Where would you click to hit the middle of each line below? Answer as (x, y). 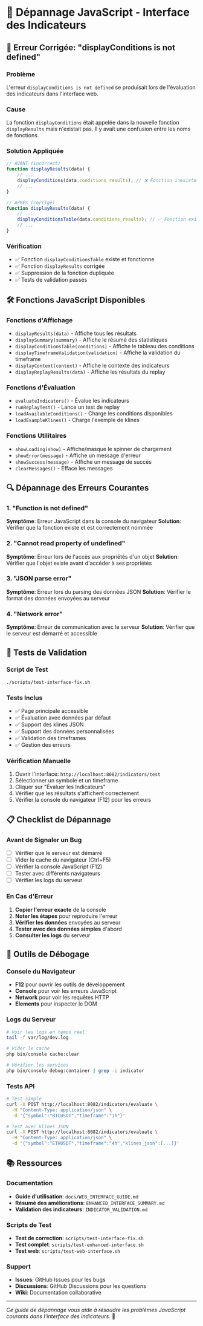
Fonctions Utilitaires (37, 436)
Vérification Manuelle (39, 761)
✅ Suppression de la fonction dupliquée (65, 273)
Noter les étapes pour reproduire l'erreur (66, 916)
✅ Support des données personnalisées (65, 731)
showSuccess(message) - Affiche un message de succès (83, 461)
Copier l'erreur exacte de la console (61, 909)
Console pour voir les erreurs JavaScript (66, 991)
